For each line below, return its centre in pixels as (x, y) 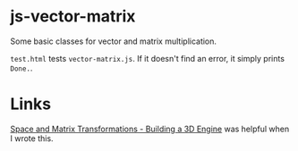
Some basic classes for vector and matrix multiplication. (114, 41)
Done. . (21, 68)
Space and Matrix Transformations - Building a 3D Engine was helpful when (150, 129)
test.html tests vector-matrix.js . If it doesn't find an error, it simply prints (148, 58)
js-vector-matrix (73, 17)
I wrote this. (32, 138)
